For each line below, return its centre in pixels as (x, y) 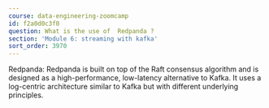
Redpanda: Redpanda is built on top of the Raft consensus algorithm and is (134, 69)
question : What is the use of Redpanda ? (81, 31)
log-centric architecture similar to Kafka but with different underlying (124, 87)
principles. (26, 95)
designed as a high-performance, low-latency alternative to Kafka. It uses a (135, 78)
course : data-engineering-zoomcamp (69, 16)
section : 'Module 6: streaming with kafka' (83, 39)
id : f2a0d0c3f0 (34, 24)
